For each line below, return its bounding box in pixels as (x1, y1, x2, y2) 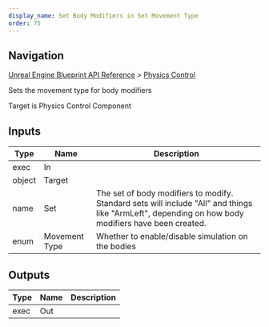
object (12, 175, 36, 186)
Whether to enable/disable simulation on (95, 231, 248, 242)
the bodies (95, 241, 136, 252)
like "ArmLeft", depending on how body (95, 208, 244, 219)
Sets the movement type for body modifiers (8, 86, 152, 95)
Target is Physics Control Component (8, 101, 132, 111)
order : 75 (8, 19, 42, 27)
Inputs (8, 124, 42, 138)
